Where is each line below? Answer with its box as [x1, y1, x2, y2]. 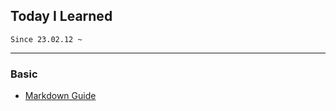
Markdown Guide [24, 90, 97, 102]
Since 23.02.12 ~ [10, 34, 83, 44]
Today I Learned [10, 8, 113, 25]
